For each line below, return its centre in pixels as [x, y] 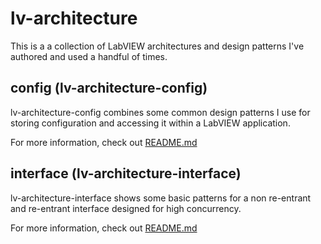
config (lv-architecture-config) [109, 88]
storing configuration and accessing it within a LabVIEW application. [150, 123]
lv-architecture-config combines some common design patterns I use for [160, 112]
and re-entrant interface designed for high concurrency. [126, 208]
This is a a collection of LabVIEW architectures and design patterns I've [157, 46]
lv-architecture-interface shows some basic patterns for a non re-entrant [161, 198]
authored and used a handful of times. [89, 56]
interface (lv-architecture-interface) [126, 173]
